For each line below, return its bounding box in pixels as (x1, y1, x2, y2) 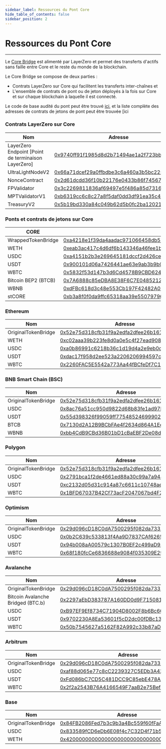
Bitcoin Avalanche (7, 593, 49, 600)
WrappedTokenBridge (7, 236, 59, 243)
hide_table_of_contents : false (5, 12, 70, 17)
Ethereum (5, 308, 30, 315)
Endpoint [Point (7, 148, 43, 155)
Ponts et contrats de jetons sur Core (5, 216, 94, 223)
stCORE (7, 293, 26, 300)
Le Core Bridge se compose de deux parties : (5, 74, 98, 80)
